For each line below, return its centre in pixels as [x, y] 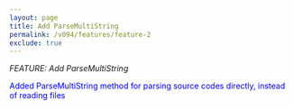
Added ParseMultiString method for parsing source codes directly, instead [147, 86]
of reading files [37, 96]
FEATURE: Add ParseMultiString [69, 69]
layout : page [34, 18]
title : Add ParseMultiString [64, 26]
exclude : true [36, 43]
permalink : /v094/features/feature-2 [80, 34]
